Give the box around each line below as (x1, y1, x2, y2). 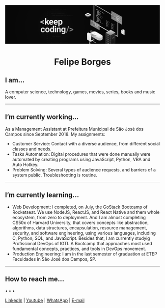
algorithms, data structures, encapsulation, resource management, (12, 224, 147, 230)
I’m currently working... (5, 113, 79, 121)
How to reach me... (5, 275, 65, 283)
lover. (5, 94, 16, 100)
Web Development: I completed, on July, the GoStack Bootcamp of (12, 204, 148, 210)
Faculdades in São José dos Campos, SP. (12, 256, 97, 262)
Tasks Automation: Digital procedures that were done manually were (12, 151, 151, 157)
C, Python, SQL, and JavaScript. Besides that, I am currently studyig (12, 235, 150, 241)
